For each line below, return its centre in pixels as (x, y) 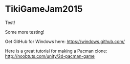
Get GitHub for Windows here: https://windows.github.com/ (65, 41)
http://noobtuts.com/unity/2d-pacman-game (50, 56)
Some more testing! (25, 32)
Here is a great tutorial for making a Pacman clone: (56, 51)
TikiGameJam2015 (44, 9)
